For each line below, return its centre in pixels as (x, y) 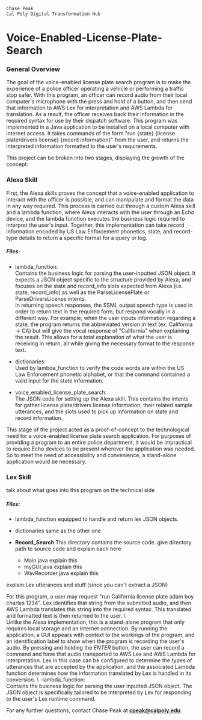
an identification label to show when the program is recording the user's (95, 641)
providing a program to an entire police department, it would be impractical (99, 442)
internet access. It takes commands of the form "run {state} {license (91, 134)
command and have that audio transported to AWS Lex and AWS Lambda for (101, 654)
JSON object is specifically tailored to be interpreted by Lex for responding (99, 692)
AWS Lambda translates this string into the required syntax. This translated (99, 609)
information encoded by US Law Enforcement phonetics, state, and (90, 231)
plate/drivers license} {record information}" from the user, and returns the (98, 140)
